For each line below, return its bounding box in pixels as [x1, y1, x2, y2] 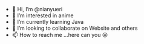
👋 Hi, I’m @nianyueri [11, 6, 63, 12]
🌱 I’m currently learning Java [11, 18, 84, 25]
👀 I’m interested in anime [11, 12, 74, 19]
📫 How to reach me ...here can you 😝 [11, 32, 108, 38]
